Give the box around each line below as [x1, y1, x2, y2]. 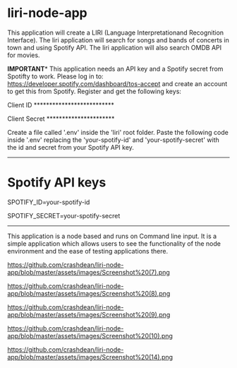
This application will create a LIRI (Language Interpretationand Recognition [7, 28, 224, 37]
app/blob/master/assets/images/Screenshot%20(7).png [7, 268, 171, 276]
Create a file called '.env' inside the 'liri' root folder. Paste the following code [7, 128, 229, 136]
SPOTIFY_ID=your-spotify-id [7, 198, 90, 206]
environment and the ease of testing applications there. [7, 247, 168, 255]
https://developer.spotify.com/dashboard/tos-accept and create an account [7, 79, 228, 88]
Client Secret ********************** [7, 114, 115, 123]
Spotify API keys [7, 174, 107, 191]
